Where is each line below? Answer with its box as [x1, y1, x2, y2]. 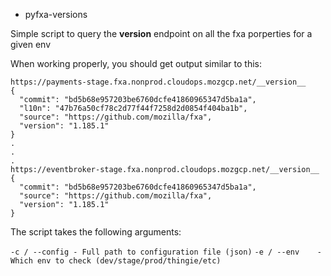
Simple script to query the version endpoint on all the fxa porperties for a [10, 28, 313, 39]
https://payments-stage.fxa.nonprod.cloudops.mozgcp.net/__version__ [10, 77, 307, 87]
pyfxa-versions [24, 9, 88, 20]
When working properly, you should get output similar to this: [10, 58, 262, 69]
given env [10, 39, 52, 50]
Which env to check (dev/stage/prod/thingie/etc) [10, 256, 222, 266]
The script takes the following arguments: [10, 226, 182, 238]
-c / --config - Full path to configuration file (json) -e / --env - [10, 247, 322, 257]
